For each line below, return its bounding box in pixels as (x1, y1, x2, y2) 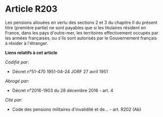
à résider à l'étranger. (5, 40, 48, 46)
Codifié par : (5, 59, 29, 65)
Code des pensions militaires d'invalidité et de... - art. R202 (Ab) (12, 106, 142, 112)
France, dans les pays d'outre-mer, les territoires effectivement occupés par (5, 30, 159, 36)
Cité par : (5, 97, 23, 103)
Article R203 (5, 3, 58, 15)
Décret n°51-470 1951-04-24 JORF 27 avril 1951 (12, 68, 108, 74)
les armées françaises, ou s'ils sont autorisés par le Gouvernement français (5, 35, 157, 41)
